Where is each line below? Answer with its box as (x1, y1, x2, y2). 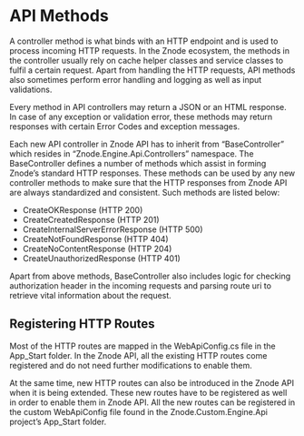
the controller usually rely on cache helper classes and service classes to (9, 55, 284, 66)
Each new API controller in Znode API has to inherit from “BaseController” (9, 138, 284, 149)
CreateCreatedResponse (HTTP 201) (22, 214, 161, 225)
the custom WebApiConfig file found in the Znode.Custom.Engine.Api (9, 406, 268, 417)
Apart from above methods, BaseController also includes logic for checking (9, 270, 291, 281)
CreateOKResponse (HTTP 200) (22, 204, 143, 215)
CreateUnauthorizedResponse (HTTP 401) (22, 252, 181, 264)
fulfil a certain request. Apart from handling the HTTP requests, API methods (9, 65, 296, 76)
